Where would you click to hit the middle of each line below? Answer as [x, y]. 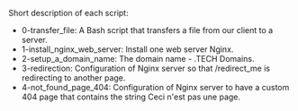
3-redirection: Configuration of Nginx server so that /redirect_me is [146, 68]
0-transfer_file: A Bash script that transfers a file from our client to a [147, 30]
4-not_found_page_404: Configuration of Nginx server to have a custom [155, 87]
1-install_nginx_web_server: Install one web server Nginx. [127, 49]
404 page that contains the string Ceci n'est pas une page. [131, 97]
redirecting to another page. [73, 78]
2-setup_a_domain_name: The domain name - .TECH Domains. [138, 59]
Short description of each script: [68, 13]
